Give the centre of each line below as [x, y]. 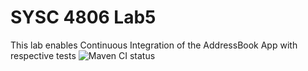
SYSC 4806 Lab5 [83, 17]
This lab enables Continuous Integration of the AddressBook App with [154, 45]
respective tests [43, 55]
